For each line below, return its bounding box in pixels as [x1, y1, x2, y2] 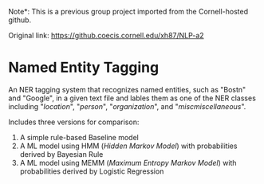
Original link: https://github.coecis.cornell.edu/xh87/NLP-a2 [8, 31, 205, 40]
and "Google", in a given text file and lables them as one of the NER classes [8, 93, 257, 103]
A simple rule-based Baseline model [19, 132, 140, 142]
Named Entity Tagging [8, 59, 160, 76]
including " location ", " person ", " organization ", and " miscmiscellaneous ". [8, 101, 246, 111]
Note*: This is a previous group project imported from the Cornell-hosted [8, 7, 249, 16]
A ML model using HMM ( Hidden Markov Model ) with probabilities [19, 141, 238, 151]
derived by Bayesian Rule [19, 149, 104, 159]
